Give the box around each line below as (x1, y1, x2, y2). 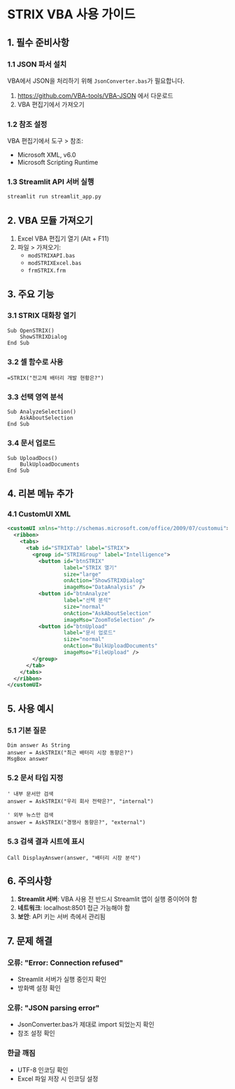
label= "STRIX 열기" (63, 564, 117, 571)
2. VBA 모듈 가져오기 (7, 215, 93, 226)
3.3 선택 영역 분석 (7, 392, 64, 402)
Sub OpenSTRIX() (7, 327, 55, 334)
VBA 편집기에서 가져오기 (17, 100, 85, 109)
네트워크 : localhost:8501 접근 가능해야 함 (17, 904, 131, 912)
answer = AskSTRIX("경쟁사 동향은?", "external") (7, 819, 146, 826)
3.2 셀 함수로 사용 (7, 357, 64, 367)
